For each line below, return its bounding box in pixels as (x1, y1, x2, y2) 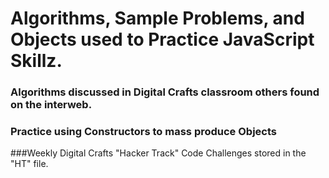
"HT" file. (10, 158, 49, 170)
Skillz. (10, 50, 63, 72)
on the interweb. (10, 98, 93, 112)
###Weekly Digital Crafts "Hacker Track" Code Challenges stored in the (10, 147, 307, 159)
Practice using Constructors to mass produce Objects (10, 125, 277, 139)
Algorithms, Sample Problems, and (10, 7, 305, 30)
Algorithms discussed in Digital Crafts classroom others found (10, 85, 320, 99)
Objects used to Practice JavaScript (10, 28, 315, 51)
